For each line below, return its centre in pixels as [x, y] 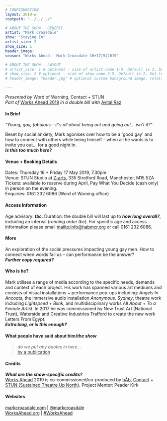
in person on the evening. [31, 188]
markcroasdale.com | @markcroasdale [45, 408]
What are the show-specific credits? [44, 375]
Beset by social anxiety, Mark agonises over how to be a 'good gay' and [79, 134]
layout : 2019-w [21, 14]
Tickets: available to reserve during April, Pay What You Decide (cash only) [82, 183]
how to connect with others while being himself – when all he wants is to [79, 140]
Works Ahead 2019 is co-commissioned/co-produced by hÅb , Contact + [79, 380]
